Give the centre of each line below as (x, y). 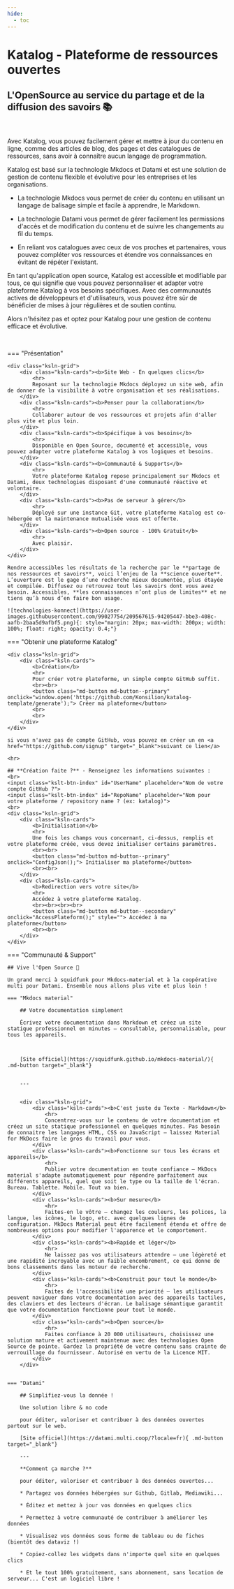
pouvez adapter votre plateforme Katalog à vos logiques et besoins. (111, 451)
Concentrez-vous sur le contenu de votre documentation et (132, 1120)
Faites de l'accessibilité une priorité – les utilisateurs (134, 1291)
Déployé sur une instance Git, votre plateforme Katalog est (123, 513)
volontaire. (24, 488)
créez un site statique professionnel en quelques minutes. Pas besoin (114, 1126)
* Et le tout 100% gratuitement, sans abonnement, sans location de (122, 1572)
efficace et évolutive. (37, 326)
